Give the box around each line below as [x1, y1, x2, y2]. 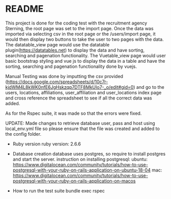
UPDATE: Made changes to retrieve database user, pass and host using [5, 120, 156, 126]
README [5, 3, 44, 15]
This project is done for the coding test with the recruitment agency [5, 20, 148, 26]
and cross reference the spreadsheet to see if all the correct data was [5, 95, 152, 101]
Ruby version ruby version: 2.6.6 [12, 141, 81, 147]
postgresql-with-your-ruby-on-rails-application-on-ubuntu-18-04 [12, 167, 151, 173]
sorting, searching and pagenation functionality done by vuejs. [5, 63, 137, 69]
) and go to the [133, 84, 164, 90]
